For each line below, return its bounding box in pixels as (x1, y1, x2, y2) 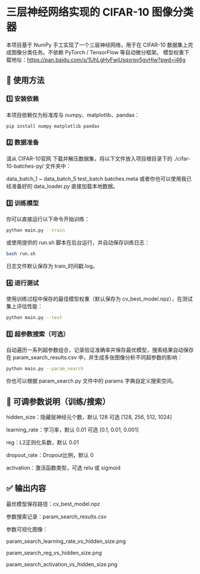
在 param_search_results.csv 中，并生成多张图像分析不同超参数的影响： (6, 354, 183, 361)
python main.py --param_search (6, 366, 84, 372)
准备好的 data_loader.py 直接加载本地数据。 (11, 183, 118, 190)
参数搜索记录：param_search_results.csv (6, 513, 107, 520)
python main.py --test (6, 314, 62, 321)
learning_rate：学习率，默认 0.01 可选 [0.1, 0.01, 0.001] (6, 426, 139, 433)
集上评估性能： (6, 303, 43, 310)
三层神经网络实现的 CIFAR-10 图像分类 (6, 5, 194, 19)
